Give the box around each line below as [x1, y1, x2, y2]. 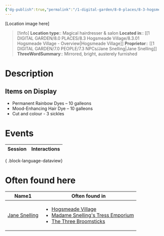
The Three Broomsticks [51, 218, 105, 225]
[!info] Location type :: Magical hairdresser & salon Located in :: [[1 [17, 30, 150, 36]
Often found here [5, 174, 76, 186]
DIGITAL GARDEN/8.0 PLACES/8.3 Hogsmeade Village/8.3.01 [17, 35, 140, 41]
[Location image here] [5, 21, 50, 26]
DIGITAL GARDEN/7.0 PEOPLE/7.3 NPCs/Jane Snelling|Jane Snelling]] [17, 45, 157, 51]
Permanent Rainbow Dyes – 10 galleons [12, 100, 92, 106]
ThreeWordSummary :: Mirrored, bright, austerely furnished [17, 51, 138, 57]
